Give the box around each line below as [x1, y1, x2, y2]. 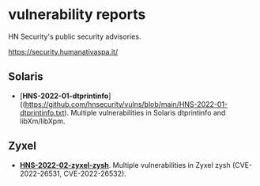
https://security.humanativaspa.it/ [8, 47, 119, 56]
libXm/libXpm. [19, 116, 66, 126]
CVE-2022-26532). [63, 169, 126, 178]
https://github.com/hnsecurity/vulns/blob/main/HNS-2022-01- [24, 99, 228, 108]
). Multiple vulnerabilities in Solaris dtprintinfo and [64, 108, 226, 117]
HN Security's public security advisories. [8, 32, 141, 41]
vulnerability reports [8, 6, 146, 24]
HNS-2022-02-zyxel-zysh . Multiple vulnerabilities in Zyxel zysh [19, 160, 231, 169]
